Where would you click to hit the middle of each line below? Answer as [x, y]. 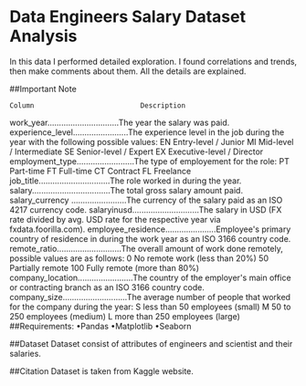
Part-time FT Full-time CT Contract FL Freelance [100, 171]
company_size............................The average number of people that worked [150, 297]
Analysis [43, 36]
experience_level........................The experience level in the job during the [147, 132]
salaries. [25, 353]
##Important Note [43, 89]
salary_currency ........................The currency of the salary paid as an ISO [146, 200]
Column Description [97, 105]
